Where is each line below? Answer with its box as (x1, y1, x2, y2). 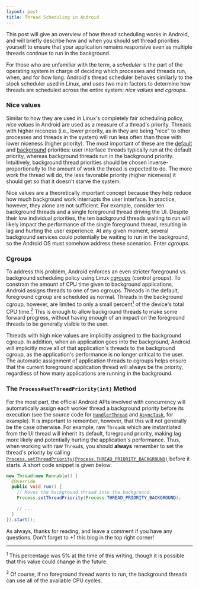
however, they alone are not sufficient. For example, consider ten (6, 201, 165, 209)
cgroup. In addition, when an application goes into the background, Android (6, 338, 191, 345)
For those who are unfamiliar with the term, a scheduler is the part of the (6, 61, 183, 68)
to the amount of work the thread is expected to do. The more (41, 165, 192, 172)
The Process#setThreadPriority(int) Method (6, 384, 137, 393)
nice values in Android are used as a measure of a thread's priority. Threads (6, 121, 192, 128)
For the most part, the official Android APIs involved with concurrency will (6, 398, 185, 405)
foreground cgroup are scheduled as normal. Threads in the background (6, 294, 183, 301)
